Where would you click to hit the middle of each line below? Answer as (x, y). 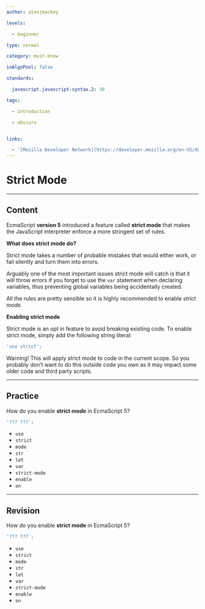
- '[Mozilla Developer (41, 150)
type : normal (23, 45)
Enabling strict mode (33, 316)
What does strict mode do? (41, 243)
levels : (16, 23)
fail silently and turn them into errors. (53, 261)
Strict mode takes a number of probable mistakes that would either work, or (101, 255)
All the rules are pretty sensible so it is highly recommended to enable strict (101, 298)
